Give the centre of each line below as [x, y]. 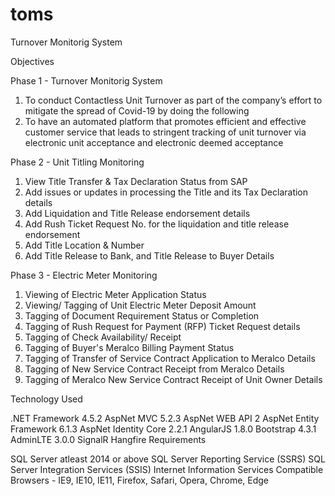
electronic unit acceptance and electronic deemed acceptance [154, 142]
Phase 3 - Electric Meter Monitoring [84, 275]
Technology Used [46, 399]
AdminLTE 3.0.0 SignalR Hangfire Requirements [108, 439]
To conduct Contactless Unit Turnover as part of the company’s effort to [173, 100]
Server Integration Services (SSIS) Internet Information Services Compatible [167, 469]
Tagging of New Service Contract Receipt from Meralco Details [154, 369]
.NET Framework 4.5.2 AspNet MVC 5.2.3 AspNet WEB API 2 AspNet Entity [165, 418]
